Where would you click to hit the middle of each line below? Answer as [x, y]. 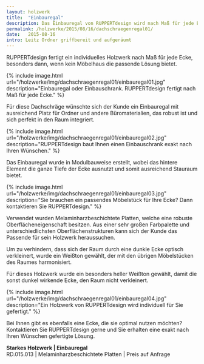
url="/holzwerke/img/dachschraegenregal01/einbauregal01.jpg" [86, 82]
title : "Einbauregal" [35, 18]
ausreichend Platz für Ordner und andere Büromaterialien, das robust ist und [102, 113]
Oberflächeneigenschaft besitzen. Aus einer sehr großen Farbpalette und [98, 224]
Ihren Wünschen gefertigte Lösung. [51, 336]
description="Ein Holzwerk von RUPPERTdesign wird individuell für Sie [95, 305]
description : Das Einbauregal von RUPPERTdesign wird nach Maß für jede [100, 23]
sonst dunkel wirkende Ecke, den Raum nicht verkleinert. [77, 280]
